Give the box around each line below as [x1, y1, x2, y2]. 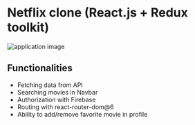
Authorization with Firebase [17, 95, 96, 104]
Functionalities [7, 62, 73, 74]
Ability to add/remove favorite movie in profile [17, 110, 148, 118]
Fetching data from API [17, 81, 83, 89]
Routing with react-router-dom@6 [17, 102, 114, 111]
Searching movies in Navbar [17, 88, 98, 96]
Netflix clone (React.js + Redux [7, 5, 189, 21]
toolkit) [7, 19, 50, 35]
